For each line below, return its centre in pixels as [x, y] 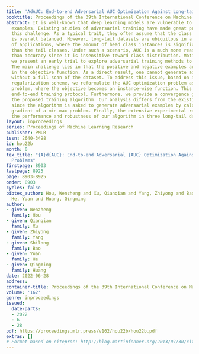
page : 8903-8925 [26, 177]
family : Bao [26, 248]
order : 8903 [21, 182]
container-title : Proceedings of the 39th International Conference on [96, 287]
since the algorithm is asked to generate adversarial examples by [97, 105]
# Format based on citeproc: [42, 342]
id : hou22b [20, 144]
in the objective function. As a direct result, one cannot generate [99, 72]
